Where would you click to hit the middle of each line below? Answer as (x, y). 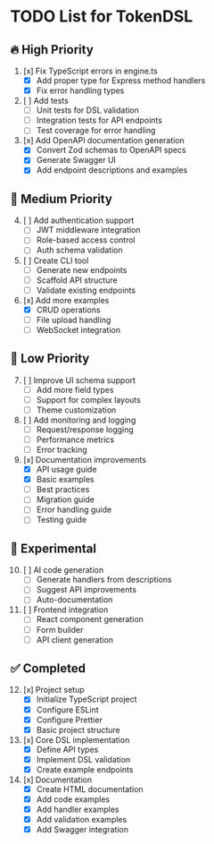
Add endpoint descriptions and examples (112, 170)
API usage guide (66, 469)
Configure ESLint (67, 710)
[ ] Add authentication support (78, 220)
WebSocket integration (78, 329)
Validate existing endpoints (86, 290)
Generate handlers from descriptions (104, 580)
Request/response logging (85, 429)
